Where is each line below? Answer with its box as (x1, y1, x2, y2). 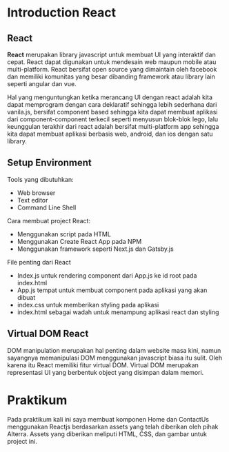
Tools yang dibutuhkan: (7, 175, 74, 183)
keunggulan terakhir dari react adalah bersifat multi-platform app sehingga (7, 123, 219, 130)
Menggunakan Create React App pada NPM (17, 237, 142, 245)
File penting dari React (7, 258, 71, 266)
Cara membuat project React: (7, 216, 91, 225)
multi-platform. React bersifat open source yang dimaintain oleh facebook (7, 65, 217, 73)
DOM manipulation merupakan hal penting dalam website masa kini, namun (7, 346, 221, 354)
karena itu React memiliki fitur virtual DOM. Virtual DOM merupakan (7, 360, 199, 369)
